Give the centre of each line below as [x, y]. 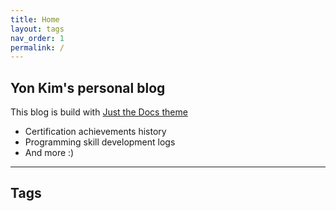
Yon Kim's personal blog [88, 87]
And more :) [49, 153]
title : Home [35, 19]
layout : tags [37, 29]
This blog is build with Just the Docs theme [99, 112]
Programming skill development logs [100, 142]
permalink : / [37, 47]
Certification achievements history [95, 132]
